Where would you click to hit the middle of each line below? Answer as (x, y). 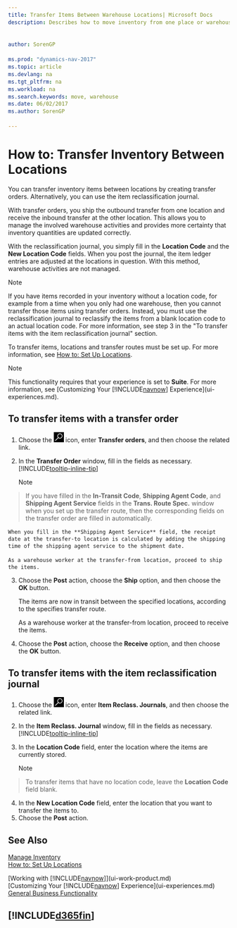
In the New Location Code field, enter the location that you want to (115, 803)
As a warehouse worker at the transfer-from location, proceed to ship (115, 560)
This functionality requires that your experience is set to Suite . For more (112, 382)
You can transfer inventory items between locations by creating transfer (112, 189)
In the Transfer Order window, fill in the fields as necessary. (105, 460)
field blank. (41, 789)
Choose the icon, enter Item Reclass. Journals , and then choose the (123, 705)
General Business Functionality (53, 893)
